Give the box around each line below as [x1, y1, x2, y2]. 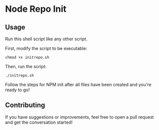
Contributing [5, 101, 45, 109]
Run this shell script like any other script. [5, 36, 88, 42]
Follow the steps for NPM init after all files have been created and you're [5, 82, 152, 87]
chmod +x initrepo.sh [5, 55, 50, 60]
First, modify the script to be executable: [5, 46, 88, 51]
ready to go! [5, 87, 30, 93]
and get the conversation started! [5, 119, 73, 125]
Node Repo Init [5, 3, 66, 15]
